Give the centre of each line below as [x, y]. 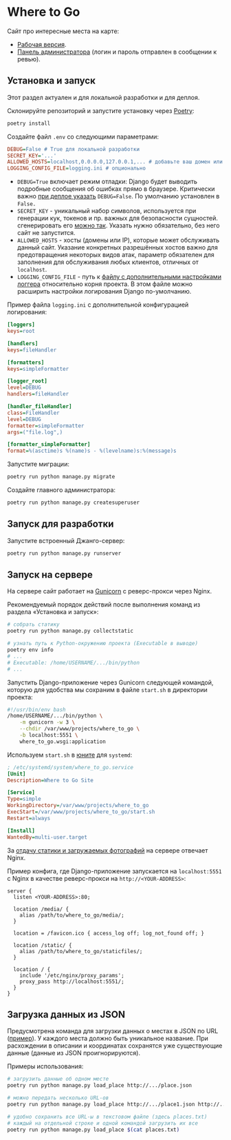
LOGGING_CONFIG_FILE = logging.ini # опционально [77, 169]
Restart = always [29, 818]
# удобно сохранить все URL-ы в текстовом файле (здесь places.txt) [107, 1117]
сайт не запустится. [46, 233]
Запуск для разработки [60, 524]
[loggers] [21, 325]
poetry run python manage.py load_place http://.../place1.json [101, 1104]
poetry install [29, 123]
